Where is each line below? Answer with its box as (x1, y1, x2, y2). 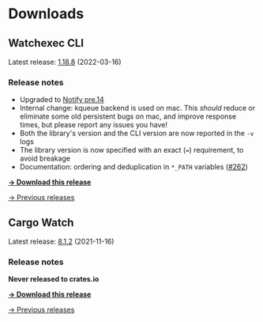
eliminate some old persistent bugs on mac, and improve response (19, 112, 237, 121)
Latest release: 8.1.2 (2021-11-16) (8, 237, 115, 246)
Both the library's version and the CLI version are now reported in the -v (19, 128, 254, 138)
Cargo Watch (8, 215, 74, 229)
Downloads (8, 5, 85, 23)
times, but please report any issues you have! (19, 120, 168, 130)
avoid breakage (19, 153, 71, 163)
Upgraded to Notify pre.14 (19, 95, 104, 104)
